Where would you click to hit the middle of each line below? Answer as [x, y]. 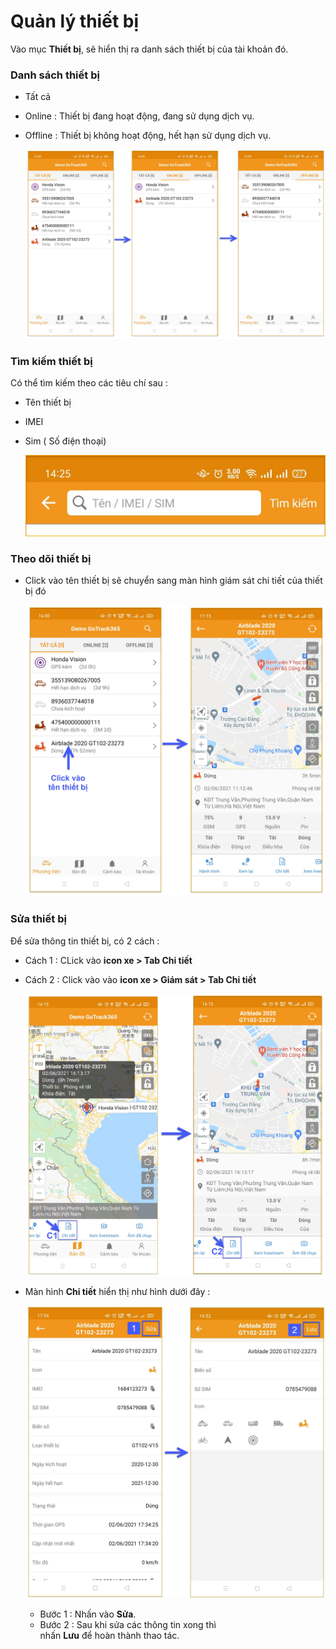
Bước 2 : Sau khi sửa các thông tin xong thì [128, 1625]
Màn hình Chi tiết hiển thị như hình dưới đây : [117, 1292]
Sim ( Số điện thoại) [65, 441]
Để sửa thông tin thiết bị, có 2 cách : [85, 941]
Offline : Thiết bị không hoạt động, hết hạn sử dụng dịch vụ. [148, 136]
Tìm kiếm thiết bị [51, 362]
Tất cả [38, 97]
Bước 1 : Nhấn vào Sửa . [88, 1614]
